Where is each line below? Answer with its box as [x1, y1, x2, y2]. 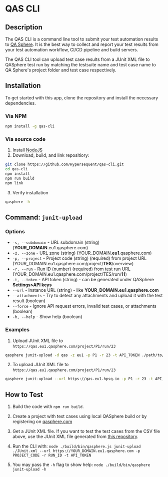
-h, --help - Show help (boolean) [12, 314, 82, 320]
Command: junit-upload [5, 213, 82, 221]
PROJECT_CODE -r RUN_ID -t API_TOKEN [12, 453, 91, 458]
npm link [5, 180, 23, 185]
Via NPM [5, 112, 27, 119]
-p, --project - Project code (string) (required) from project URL [12, 255, 147, 261]
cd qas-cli [5, 167, 28, 172]
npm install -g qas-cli [5, 124, 55, 129]
